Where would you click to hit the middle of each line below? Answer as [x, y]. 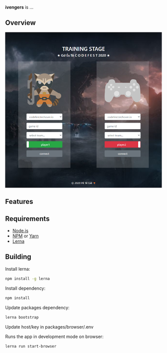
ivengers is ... [19, 7]
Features [19, 202]
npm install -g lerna [28, 279]
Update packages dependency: [37, 307]
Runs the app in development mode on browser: [54, 337]
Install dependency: [25, 288]
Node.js [20, 231]
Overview [21, 23]
